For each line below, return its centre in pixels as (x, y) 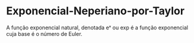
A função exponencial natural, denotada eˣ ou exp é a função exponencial (97, 27)
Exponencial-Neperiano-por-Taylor (96, 11)
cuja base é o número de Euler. (44, 33)
